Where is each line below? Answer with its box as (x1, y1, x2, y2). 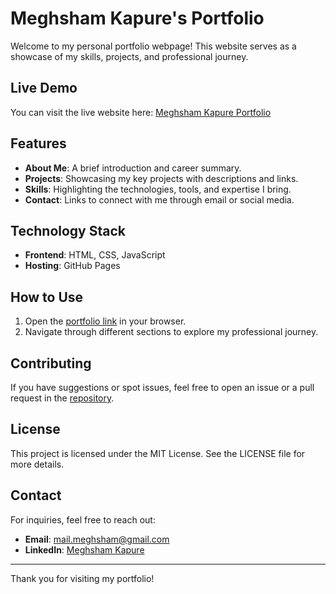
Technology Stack (10, 222, 126, 239)
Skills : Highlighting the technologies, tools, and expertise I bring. (24, 183, 292, 195)
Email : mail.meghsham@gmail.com (24, 533, 170, 545)
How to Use (10, 288, 84, 306)
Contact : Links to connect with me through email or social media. (24, 193, 295, 206)
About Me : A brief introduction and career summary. (24, 162, 242, 174)
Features (10, 135, 67, 152)
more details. (10, 458, 65, 470)
